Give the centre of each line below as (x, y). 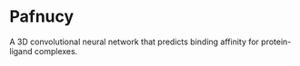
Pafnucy (42, 17)
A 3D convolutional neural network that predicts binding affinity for (134, 42)
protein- (276, 42)
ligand (21, 51)
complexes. (56, 51)
